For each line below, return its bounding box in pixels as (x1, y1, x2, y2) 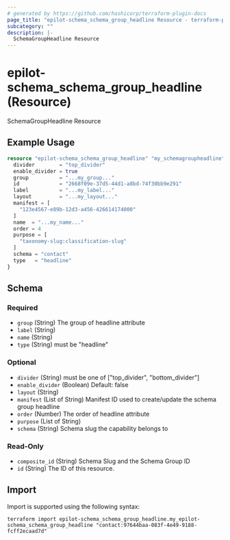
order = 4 (13, 225, 41, 232)
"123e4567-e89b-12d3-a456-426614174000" (19, 206, 136, 213)
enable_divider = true (13, 167, 78, 175)
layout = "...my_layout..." (13, 193, 118, 200)
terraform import (7, 515, 57, 522)
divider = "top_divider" (13, 161, 106, 168)
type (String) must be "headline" (16, 340, 108, 349)
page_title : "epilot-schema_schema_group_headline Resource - (7, 16, 188, 23)
